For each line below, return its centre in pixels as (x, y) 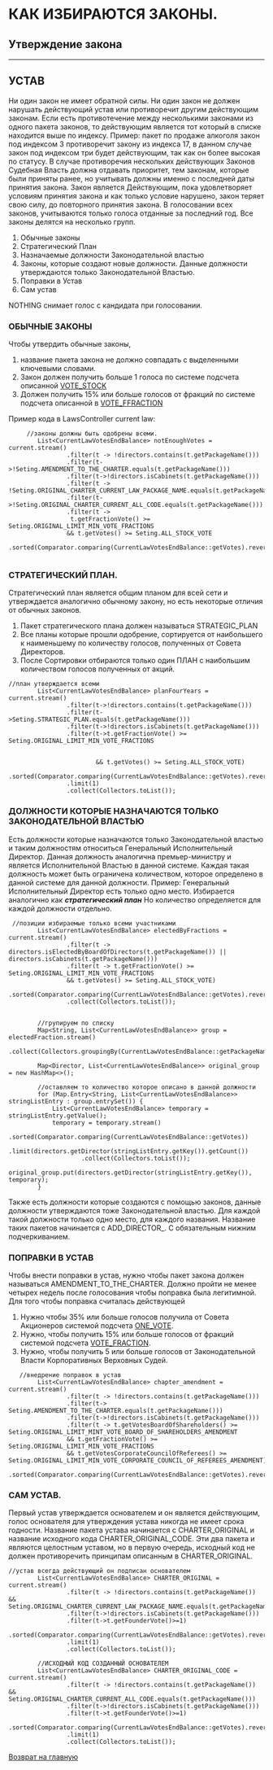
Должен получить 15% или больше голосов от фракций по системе (138, 395)
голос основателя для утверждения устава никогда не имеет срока (126, 1522)
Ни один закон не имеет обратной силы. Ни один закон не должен (124, 101)
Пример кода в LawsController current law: (82, 419)
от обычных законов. (45, 610)
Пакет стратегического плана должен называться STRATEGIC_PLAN (139, 626)
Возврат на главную (43, 1757)
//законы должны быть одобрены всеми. (92, 434)
